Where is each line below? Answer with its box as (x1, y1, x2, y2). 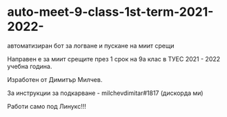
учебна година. (7, 62, 52, 70)
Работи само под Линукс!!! (7, 102, 86, 110)
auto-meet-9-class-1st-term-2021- (7, 4, 214, 20)
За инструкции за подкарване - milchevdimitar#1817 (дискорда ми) (7, 89, 204, 97)
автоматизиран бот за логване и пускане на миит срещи (7, 41, 175, 50)
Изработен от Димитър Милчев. (7, 75, 103, 83)
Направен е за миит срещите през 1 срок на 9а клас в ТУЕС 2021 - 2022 (7, 54, 221, 63)
